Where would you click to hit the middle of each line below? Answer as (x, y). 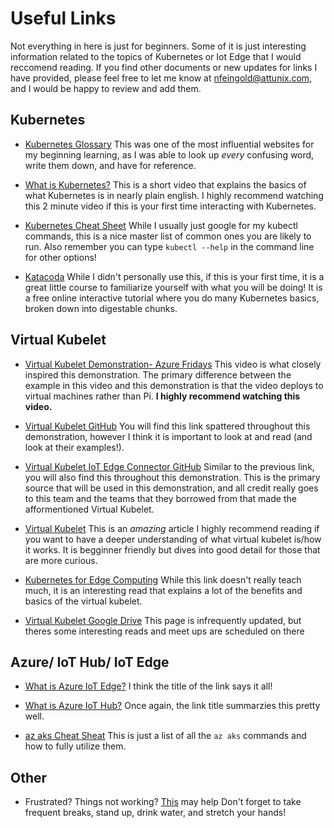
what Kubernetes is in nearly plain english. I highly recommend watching (174, 195)
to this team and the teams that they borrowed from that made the (160, 498)
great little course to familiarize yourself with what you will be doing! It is (173, 287)
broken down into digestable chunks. (101, 308)
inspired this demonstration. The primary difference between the (158, 374)
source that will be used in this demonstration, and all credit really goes (171, 488)
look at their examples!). (74, 447)
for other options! (60, 257)
